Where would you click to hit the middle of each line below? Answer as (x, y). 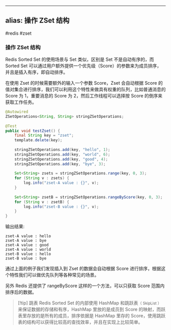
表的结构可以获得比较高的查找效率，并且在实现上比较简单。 (80, 322)
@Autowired (17, 112)
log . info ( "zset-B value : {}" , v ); (61, 207)
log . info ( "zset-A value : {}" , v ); (61, 183)
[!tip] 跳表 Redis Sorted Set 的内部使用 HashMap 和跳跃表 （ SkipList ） (90, 303)
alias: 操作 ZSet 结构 (37, 21)
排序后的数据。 (21, 292)
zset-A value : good (27, 245)
